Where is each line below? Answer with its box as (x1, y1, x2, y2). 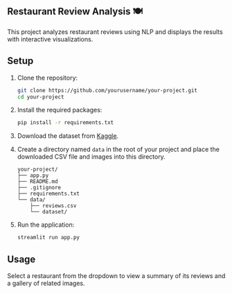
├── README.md (17, 178, 58, 185)
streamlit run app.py (17, 234, 80, 241)
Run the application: (17, 220, 75, 229)
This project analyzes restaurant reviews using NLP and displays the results (7, 27, 223, 36)
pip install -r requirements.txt (17, 119, 114, 126)
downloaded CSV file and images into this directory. (17, 153, 166, 161)
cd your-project (17, 93, 64, 101)
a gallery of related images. (7, 279, 85, 287)
